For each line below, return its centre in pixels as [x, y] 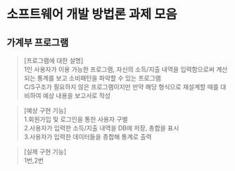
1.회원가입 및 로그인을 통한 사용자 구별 [76, 119]
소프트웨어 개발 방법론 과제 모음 [92, 14]
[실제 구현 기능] [45, 152]
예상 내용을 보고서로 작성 [76, 96]
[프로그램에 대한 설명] [53, 61]
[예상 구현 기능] [45, 110]
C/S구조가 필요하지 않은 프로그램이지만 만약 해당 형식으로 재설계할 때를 [121, 87]
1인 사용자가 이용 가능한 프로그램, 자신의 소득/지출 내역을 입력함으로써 [119, 69]
